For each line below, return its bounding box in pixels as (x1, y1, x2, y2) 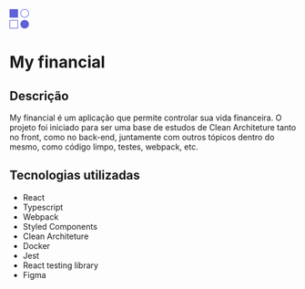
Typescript (22, 201, 64, 212)
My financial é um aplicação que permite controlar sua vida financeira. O (9, 112, 282, 123)
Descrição (9, 88, 69, 104)
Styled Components (22, 221, 98, 232)
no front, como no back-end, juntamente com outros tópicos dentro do (9, 132, 275, 142)
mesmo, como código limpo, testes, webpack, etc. (9, 141, 198, 152)
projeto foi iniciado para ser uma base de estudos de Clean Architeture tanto (9, 122, 297, 132)
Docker (22, 240, 51, 251)
